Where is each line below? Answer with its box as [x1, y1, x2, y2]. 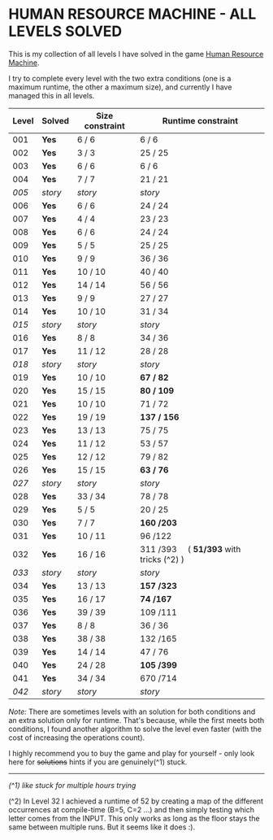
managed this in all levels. [8, 90, 95, 100]
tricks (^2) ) [140, 554, 184, 565]
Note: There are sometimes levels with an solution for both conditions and [8, 707, 256, 716]
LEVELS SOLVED [8, 22, 123, 41]
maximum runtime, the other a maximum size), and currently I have [8, 82, 232, 92]
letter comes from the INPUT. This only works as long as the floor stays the [8, 813, 260, 823]
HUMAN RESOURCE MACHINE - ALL [8, 5, 257, 24]
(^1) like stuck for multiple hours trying [8, 780, 136, 790]
